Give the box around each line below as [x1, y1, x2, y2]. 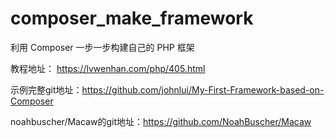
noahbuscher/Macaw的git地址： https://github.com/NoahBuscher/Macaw [10, 115, 312, 127]
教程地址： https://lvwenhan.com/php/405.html [10, 62, 206, 74]
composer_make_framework [10, 7, 254, 30]
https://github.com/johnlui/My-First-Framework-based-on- [81, 83, 325, 96]
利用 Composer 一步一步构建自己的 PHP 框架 [10, 41, 195, 53]
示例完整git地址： [10, 83, 83, 96]
